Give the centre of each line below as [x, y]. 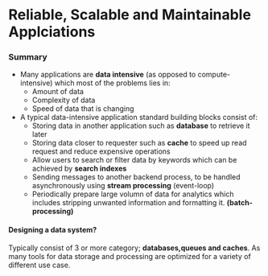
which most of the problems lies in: [112, 83]
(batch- [240, 203]
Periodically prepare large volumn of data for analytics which [133, 194]
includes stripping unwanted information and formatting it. [128, 203]
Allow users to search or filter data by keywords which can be [134, 160]
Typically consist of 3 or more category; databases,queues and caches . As [134, 248]
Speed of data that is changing [83, 109]
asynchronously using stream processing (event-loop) [123, 186]
